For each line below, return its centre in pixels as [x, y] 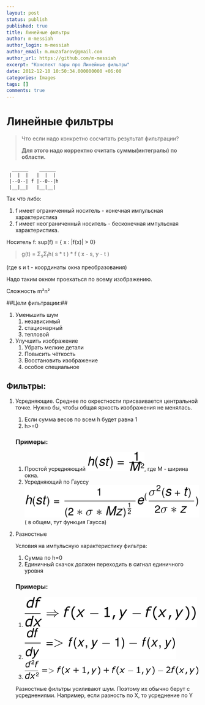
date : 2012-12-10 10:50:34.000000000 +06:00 [64, 71]
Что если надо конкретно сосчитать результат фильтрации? [100, 139]
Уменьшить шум [37, 314]
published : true [27, 26]
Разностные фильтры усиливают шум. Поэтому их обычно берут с [102, 688]
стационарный [43, 327]
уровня [34, 571]
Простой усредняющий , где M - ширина [106, 468]
